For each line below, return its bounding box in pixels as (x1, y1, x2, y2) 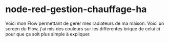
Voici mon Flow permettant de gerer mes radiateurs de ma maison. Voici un (5, 20, 164, 26)
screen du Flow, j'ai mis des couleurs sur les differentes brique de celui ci (5, 25, 160, 31)
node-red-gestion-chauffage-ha (5, 4, 147, 15)
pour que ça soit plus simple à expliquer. (5, 31, 91, 37)
